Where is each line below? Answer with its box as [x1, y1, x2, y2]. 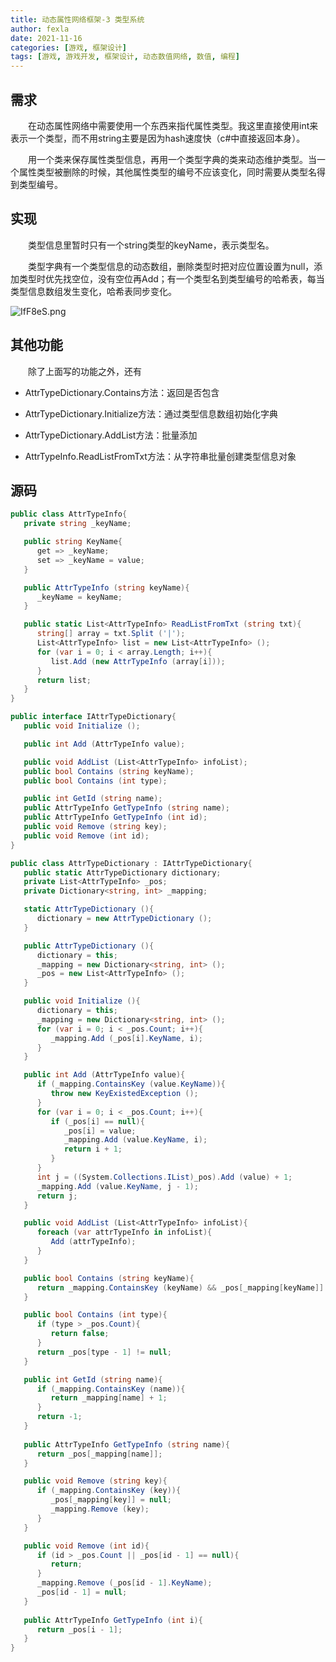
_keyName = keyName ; [36, 592, 123, 602]
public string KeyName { [23, 537, 123, 547]
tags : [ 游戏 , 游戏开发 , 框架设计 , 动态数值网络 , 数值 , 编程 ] [10, 52, 240, 62]
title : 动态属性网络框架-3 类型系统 [10, 14, 145, 25]
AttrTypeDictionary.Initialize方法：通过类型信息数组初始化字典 [24, 407, 279, 420]
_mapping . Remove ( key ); [50, 1504, 150, 1514]
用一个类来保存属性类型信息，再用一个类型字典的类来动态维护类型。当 [27, 153, 317, 165]
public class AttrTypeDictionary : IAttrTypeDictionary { [10, 858, 253, 868]
